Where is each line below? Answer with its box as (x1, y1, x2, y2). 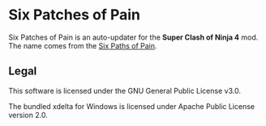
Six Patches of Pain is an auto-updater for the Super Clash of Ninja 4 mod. (8, 32, 259, 42)
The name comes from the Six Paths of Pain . (8, 40, 157, 50)
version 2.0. (8, 110, 49, 120)
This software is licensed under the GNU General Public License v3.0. (8, 86, 242, 95)
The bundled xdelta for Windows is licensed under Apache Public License (8, 101, 255, 111)
